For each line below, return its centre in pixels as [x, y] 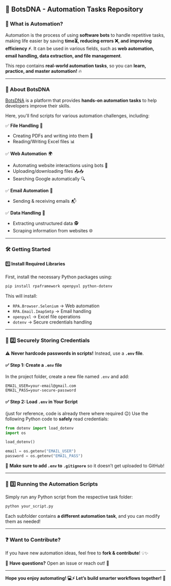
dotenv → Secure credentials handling [52, 322]
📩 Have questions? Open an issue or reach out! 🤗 [57, 563]
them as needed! [23, 522]
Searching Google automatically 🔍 [49, 178]
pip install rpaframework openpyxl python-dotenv [59, 286]
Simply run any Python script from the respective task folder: [69, 497]
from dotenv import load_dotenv [39, 428]
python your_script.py [29, 507]
